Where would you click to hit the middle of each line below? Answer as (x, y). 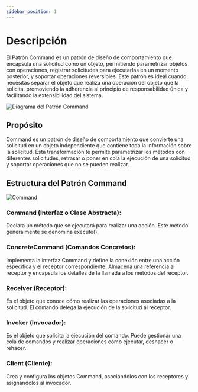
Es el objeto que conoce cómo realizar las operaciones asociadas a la (91, 301)
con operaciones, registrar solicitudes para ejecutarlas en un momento (92, 70)
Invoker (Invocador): (36, 322)
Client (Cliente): (29, 364)
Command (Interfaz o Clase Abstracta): (64, 213)
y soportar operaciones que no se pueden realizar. (68, 165)
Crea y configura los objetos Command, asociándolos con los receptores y (97, 376)
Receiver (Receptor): (37, 288)
